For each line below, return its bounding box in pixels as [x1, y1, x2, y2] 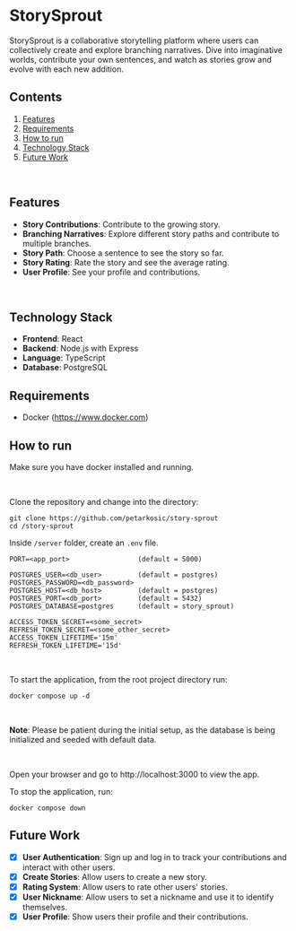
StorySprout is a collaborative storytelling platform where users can [9, 35, 259, 46]
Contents [9, 90, 63, 105]
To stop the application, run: [9, 787, 114, 796]
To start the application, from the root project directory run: [9, 674, 228, 684]
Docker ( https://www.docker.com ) [22, 412, 149, 422]
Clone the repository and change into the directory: [9, 497, 199, 507]
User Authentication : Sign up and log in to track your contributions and [22, 851, 287, 862]
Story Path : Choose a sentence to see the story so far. [22, 248, 224, 258]
